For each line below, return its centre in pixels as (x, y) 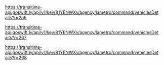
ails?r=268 (16, 58)
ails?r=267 (16, 37)
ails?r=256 (16, 17)
